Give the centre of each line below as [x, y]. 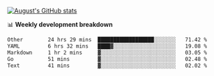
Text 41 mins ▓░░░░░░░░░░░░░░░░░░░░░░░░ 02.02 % [107, 66]
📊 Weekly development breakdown [60, 25]
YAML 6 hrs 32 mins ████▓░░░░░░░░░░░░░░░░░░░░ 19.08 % [107, 46]
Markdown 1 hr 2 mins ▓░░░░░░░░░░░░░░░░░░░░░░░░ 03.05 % [107, 53]
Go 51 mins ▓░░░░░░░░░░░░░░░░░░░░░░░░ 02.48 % [107, 59]
